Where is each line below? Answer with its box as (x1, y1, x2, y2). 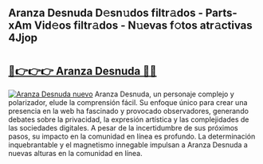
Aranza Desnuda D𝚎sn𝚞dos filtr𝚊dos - (8, 6, 203, 20)
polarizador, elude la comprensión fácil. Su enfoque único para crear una (8, 98, 248, 107)
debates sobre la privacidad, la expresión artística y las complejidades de (8, 115, 249, 124)
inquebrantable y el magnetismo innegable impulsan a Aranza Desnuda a (8, 140, 249, 150)
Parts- (205, 6, 237, 20)
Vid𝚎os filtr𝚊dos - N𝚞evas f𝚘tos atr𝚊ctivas (33, 19, 253, 33)
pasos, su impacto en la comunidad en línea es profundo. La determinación (8, 131, 256, 141)
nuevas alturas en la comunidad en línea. (8, 149, 143, 158)
